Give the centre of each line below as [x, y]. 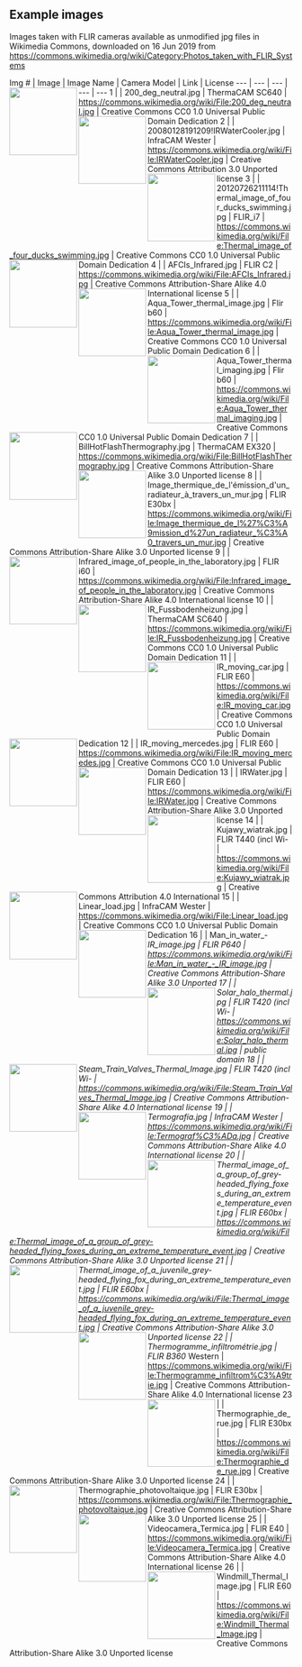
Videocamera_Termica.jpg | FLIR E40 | [218, 1528]
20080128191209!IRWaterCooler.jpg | [217, 131]
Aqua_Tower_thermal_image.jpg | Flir [216, 303]
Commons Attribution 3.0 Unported [213, 169]
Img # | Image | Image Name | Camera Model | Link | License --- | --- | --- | [148, 82]
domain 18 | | [241, 1059]
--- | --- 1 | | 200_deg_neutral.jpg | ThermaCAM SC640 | [183, 92]
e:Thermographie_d [253, 1461]
